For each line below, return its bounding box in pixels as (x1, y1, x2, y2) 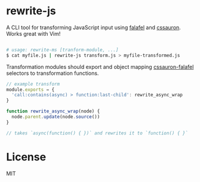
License (6, 150, 47, 164)
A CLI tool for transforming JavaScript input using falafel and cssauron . (6, 24, 181, 31)
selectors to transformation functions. (6, 70, 99, 77)
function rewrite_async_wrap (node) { (6, 108, 100, 114)
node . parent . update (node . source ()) (11, 114, 100, 120)
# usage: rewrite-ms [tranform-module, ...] (6, 46, 119, 53)
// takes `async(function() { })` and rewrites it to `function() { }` (6, 130, 188, 136)
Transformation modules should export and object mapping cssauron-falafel (6, 63, 194, 70)
